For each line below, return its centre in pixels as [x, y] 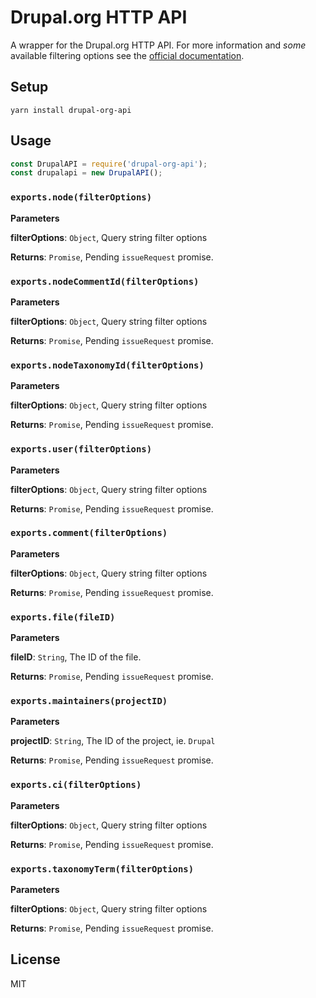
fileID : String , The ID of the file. [76, 657]
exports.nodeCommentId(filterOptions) [105, 281]
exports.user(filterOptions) [81, 449]
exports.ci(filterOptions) [76, 785]
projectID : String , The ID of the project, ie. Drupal [113, 741]
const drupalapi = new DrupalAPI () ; [86, 173]
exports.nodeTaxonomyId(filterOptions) [107, 365]
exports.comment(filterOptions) [89, 533]
